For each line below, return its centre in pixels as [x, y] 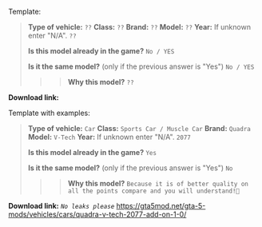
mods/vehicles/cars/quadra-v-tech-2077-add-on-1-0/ [97, 214]
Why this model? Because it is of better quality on [158, 183]
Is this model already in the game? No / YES [101, 51]
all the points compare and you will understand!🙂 [154, 191]
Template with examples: [49, 113]
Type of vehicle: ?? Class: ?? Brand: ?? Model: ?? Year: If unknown [139, 27]
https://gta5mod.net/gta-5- [161, 206]
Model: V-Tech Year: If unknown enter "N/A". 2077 [109, 137]
